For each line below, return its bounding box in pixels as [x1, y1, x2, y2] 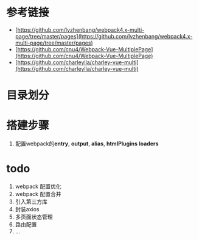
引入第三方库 [15, 198, 47, 205]
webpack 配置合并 [15, 191, 61, 197]
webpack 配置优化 [15, 183, 61, 190]
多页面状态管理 [15, 213, 53, 220]
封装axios [15, 206, 40, 213]
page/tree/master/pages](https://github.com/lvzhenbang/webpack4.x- [15, 32, 193, 40]
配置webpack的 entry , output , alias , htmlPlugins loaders [15, 140, 159, 147]
